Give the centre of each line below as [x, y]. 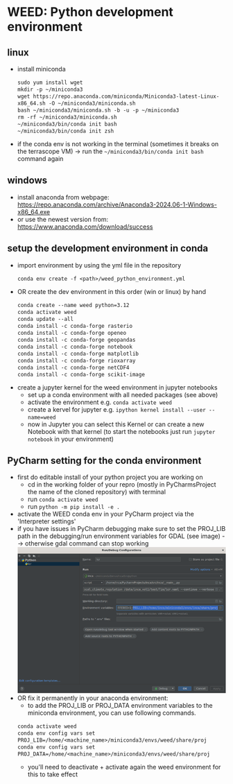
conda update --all [45, 319]
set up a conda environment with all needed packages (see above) [123, 394]
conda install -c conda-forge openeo [72, 333]
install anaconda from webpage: [63, 197]
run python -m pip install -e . [74, 507]
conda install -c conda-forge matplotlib [78, 354]
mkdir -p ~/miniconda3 [50, 89]
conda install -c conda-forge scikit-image [81, 374]
